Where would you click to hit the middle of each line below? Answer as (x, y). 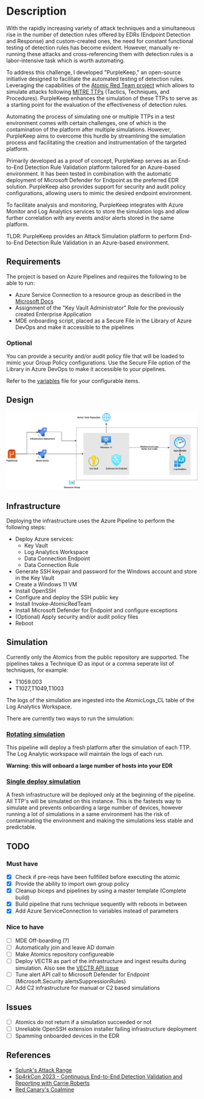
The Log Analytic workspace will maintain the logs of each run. (85, 754)
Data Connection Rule (51, 564)
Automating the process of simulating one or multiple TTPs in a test (90, 116)
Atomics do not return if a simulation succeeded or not (83, 1022)
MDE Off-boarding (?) (42, 941)
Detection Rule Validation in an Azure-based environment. (97, 243)
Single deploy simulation (43, 781)
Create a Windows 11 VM (46, 584)
